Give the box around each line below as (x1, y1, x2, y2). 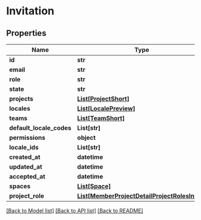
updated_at (9, 163, 42, 171)
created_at (9, 153, 41, 161)
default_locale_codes (9, 124, 72, 132)
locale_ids (9, 143, 39, 151)
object (77, 133, 96, 142)
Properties (6, 28, 47, 38)
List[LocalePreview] (77, 105, 136, 112)
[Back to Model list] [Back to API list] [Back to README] (6, 207, 144, 214)
